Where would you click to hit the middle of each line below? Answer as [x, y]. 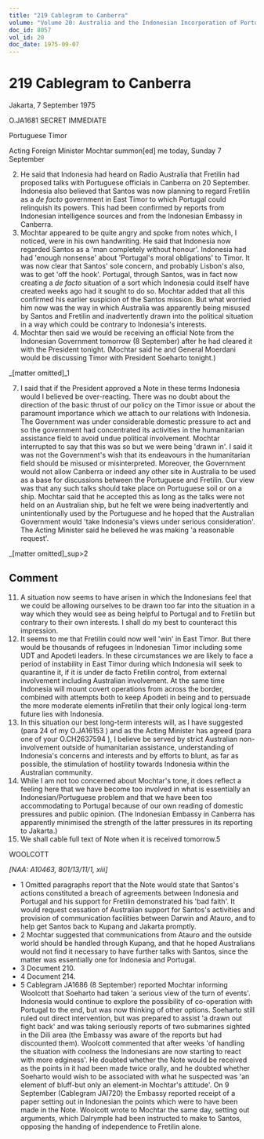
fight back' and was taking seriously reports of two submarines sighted [135, 1026]
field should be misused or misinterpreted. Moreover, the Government [133, 463]
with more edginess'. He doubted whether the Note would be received [134, 1060]
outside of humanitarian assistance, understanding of [148, 747]
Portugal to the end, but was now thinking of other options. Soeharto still [137, 1009]
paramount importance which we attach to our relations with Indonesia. [135, 414]
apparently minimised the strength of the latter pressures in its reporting [136, 822]
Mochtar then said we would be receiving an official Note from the [127, 333]
